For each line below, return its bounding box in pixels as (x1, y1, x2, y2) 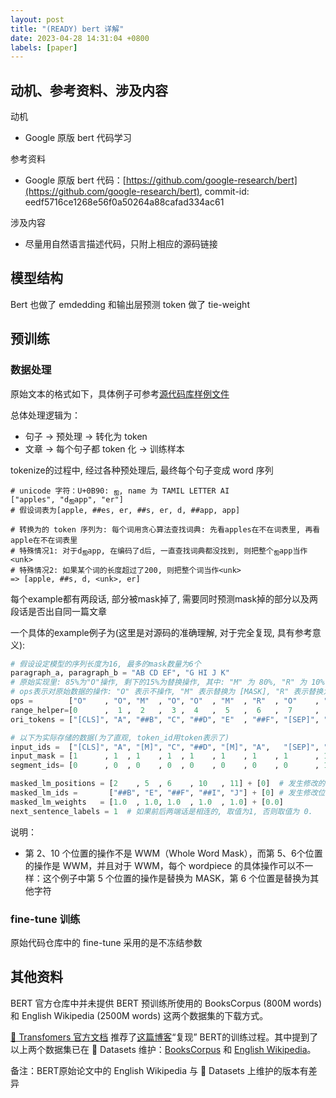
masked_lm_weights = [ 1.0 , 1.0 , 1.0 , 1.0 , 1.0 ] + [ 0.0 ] (10, 797, 284, 807)
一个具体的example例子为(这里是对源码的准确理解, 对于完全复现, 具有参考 (10, 626, 313, 638)
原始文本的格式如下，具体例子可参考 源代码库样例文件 (10, 387, 230, 400)
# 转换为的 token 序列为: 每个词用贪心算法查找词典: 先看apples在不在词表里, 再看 (10, 524, 321, 535)
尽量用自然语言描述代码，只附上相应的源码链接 (24, 238, 218, 250)
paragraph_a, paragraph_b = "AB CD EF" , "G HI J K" (10, 668, 230, 678)
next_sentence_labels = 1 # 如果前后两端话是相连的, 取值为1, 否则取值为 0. (10, 806, 313, 816)
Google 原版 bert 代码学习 (24, 132, 132, 144)
